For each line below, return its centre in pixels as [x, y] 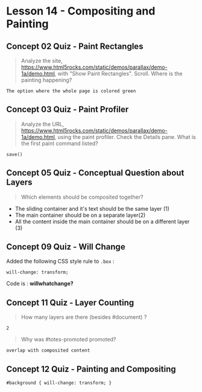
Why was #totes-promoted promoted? [68, 339]
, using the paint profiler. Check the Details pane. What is [125, 137]
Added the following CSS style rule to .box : [60, 262]
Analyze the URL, [43, 124]
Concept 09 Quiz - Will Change [66, 247]
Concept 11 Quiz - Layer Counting [70, 302]
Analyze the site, [42, 61]
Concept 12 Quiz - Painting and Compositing [91, 369]
